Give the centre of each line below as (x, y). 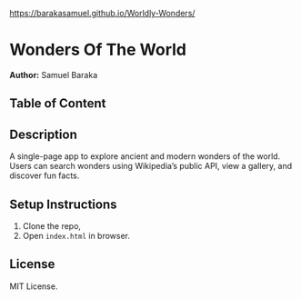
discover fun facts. (45, 175)
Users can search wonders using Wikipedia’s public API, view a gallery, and (151, 166)
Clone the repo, (52, 225)
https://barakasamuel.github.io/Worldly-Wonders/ (102, 13)
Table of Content (58, 104)
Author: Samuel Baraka (54, 75)
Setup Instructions (63, 204)
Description (43, 134)
